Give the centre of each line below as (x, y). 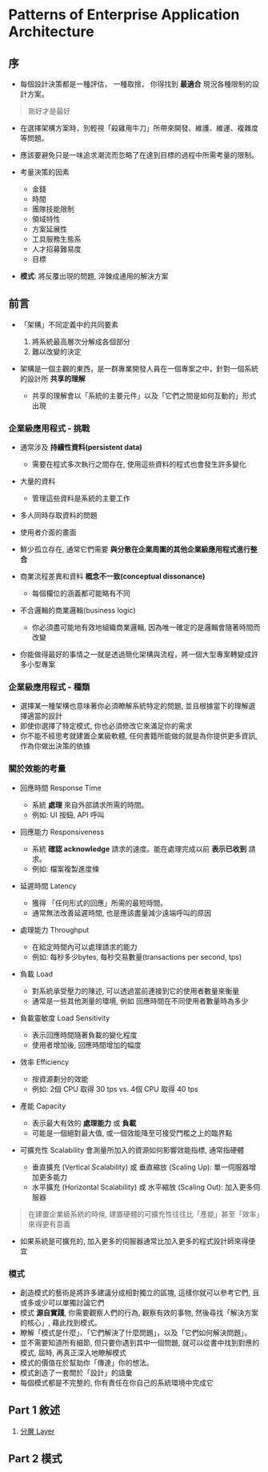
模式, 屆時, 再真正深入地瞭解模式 (73, 1353)
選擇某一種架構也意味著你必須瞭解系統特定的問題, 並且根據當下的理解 (134, 706)
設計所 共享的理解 (56, 379)
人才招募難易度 (56, 249)
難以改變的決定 (56, 351)
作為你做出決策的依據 (55, 746)
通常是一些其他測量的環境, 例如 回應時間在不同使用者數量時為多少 (140, 1001)
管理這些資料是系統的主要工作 (81, 499)
